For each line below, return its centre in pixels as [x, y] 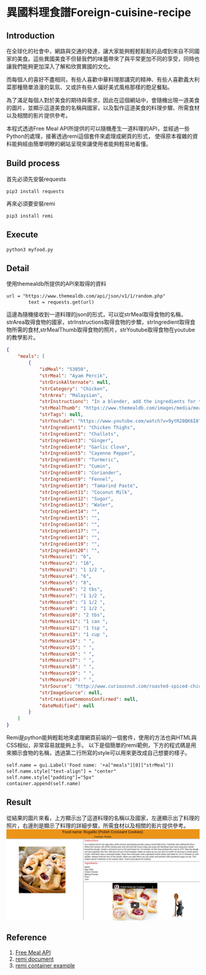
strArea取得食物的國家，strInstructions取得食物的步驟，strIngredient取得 [98, 322]
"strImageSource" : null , [71, 693]
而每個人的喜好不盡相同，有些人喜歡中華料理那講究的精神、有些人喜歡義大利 [103, 79]
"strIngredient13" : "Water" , [76, 505]
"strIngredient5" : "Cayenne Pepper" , [87, 453]
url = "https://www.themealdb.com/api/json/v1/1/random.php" [86, 296]
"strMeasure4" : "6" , [65, 576]
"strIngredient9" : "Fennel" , [76, 479]
